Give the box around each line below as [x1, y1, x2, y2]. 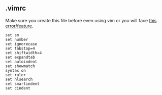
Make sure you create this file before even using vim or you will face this [5, 17, 157, 23]
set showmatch [5, 63, 36, 69]
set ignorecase [5, 41, 38, 46]
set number [5, 37, 28, 42]
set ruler [5, 72, 26, 77]
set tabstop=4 [5, 45, 36, 51]
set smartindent [5, 81, 40, 86]
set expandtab [5, 55, 36, 60]
